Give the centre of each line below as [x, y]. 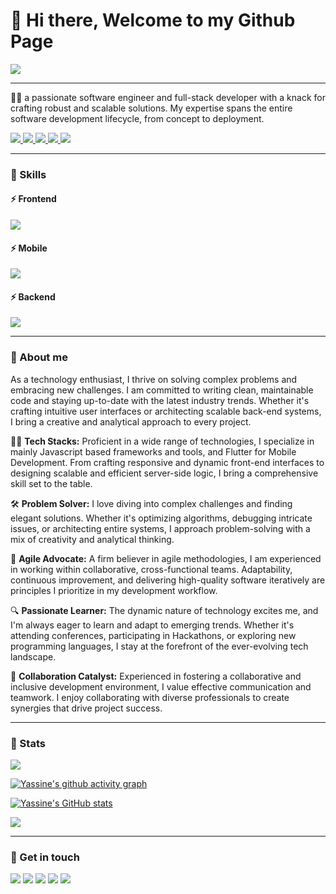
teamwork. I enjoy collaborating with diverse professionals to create [150, 697]
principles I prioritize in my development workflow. [114, 590]
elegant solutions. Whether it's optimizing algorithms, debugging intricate [161, 518]
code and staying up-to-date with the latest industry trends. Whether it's [160, 400]
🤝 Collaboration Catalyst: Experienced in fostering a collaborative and [156, 676]
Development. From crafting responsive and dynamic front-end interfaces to [167, 462]
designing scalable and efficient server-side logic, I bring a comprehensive [164, 473]
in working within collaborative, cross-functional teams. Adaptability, [151, 569]
